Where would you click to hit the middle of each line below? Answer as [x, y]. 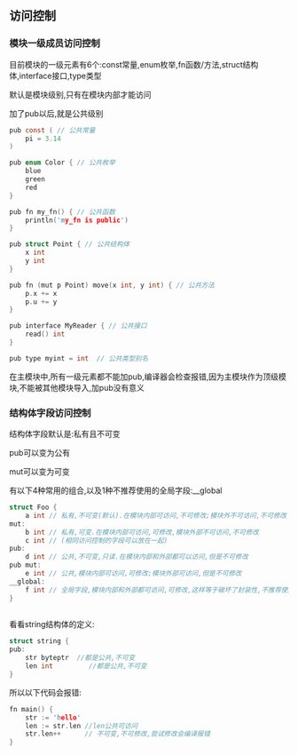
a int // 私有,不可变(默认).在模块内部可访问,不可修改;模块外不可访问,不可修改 [156, 515]
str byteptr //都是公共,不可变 [80, 658]
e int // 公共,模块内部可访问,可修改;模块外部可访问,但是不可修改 [133, 574]
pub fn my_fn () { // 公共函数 [62, 211]
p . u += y [41, 302]
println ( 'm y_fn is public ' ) [77, 220]
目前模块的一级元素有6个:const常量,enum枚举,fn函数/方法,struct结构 [134, 64]
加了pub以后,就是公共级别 [56, 113]
